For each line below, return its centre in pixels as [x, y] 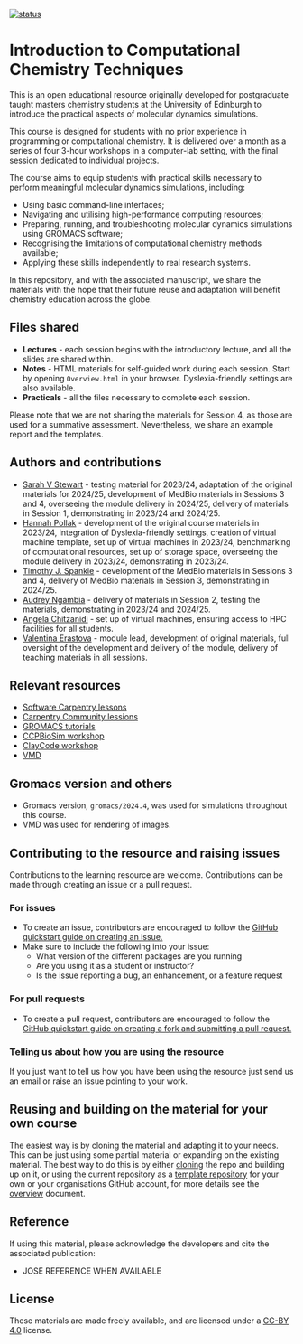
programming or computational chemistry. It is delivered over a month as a [148, 141]
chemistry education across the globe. [81, 299]
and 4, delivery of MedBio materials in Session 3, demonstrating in [146, 580]
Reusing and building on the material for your [139, 1109]
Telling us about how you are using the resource [117, 1051]
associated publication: [53, 1253]
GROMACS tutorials [59, 727]
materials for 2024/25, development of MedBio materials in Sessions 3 [153, 493]
